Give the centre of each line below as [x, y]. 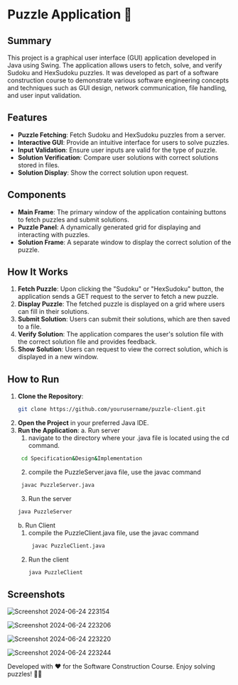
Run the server [50, 498]
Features [27, 117]
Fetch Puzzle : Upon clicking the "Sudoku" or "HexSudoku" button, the [121, 289]
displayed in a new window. [58, 357]
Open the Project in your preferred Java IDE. [83, 423]
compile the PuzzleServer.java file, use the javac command [114, 472]
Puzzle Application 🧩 [70, 15]
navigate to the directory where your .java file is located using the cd [129, 438]
